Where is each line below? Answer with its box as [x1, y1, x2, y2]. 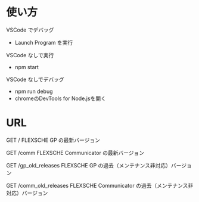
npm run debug [14, 88, 53, 95]
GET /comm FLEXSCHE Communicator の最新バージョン [6, 149, 145, 156]
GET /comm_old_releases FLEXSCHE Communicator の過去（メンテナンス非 [6, 182, 194, 189]
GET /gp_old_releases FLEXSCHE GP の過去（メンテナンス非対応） [6, 161, 172, 169]
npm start [14, 63, 39, 70]
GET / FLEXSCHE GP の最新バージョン [6, 136, 100, 144]
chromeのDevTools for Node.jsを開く [14, 95, 106, 102]
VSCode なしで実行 [6, 51, 54, 58]
